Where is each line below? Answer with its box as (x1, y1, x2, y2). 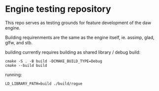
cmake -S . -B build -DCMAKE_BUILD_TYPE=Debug (5, 59, 102, 63)
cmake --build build (5, 63, 48, 68)
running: (5, 71, 22, 77)
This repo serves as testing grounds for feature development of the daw (5, 20, 152, 26)
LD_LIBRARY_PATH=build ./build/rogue (5, 81, 83, 86)
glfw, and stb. (5, 39, 33, 45)
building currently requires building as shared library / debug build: (5, 49, 141, 55)
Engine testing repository (5, 3, 111, 15)
